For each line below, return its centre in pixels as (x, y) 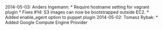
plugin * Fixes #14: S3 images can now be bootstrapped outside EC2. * (77, 12)
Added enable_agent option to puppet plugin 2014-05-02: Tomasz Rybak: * (82, 17)
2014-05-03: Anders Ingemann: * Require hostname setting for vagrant (77, 7)
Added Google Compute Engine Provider (46, 22)
